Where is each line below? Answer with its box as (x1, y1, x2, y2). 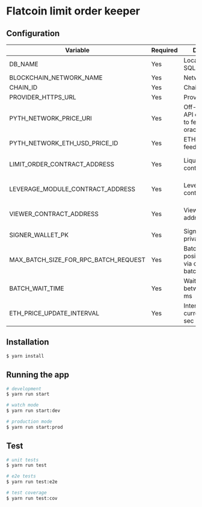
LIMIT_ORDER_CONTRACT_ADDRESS (9, 160, 114, 168)
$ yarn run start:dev (6, 408, 61, 414)
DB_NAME (9, 60, 39, 68)
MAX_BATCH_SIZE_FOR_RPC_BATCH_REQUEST (9, 256, 146, 264)
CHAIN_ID (9, 83, 38, 92)
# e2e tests (6, 473, 36, 479)
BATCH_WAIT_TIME (9, 284, 64, 293)
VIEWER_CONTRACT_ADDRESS (9, 210, 99, 218)
